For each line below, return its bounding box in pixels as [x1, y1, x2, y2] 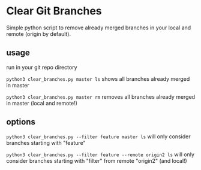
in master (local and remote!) [6, 99, 78, 107]
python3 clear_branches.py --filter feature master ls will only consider [6, 133, 191, 140]
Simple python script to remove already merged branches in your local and [6, 24, 191, 31]
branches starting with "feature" [6, 139, 86, 146]
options [6, 117, 36, 127]
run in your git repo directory [6, 63, 77, 71]
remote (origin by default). [6, 30, 71, 37]
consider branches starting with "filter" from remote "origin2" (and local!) [6, 157, 187, 164]
